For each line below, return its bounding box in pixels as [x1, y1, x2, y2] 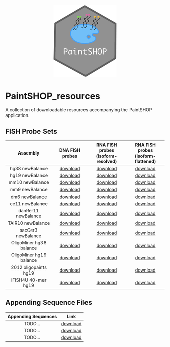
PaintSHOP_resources [5, 90, 100, 102]
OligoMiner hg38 [11, 240, 47, 246]
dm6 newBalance [10, 194, 47, 200]
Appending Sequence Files [5, 298, 92, 307]
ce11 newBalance [10, 201, 48, 207]
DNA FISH [59, 147, 81, 153]
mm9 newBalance [10, 186, 48, 192]
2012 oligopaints [11, 264, 47, 271]
